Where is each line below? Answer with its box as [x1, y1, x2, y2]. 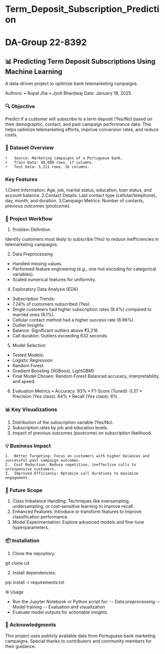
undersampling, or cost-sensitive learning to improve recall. [12, 503, 134, 509]
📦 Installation [5, 537, 40, 544]
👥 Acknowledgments [5, 621, 56, 628]
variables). [12, 271, 34, 277]
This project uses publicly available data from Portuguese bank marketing [5, 633, 156, 639]
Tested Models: [12, 352, 44, 358]
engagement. [5, 475, 30, 480]
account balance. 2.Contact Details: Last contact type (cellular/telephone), [5, 192, 157, 198]
